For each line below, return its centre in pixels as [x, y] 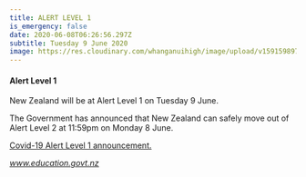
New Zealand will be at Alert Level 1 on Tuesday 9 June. [114, 101]
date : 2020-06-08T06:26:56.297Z [71, 34]
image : [22, 52]
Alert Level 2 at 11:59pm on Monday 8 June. [92, 128]
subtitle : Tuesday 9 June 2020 [69, 43]
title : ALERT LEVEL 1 [51, 18]
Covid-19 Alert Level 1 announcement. [81, 145]
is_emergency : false [49, 26]
